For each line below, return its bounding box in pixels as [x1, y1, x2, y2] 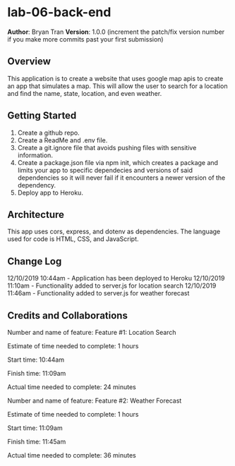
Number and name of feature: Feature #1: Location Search [7, 329, 176, 336]
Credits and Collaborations [7, 309, 128, 321]
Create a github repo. [17, 128, 80, 137]
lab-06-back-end [7, 4, 112, 20]
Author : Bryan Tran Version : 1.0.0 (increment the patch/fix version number [7, 27, 225, 36]
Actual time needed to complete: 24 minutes [7, 383, 136, 391]
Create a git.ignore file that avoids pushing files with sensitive [17, 143, 197, 152]
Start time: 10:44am [7, 355, 65, 364]
